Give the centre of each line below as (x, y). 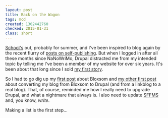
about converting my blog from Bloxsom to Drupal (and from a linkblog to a (83, 84)
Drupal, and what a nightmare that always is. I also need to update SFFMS (82, 95)
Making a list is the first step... (36, 110)
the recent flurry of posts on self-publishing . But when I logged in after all (81, 53)
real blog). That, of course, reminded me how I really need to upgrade (78, 90)
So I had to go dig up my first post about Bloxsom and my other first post (81, 79)
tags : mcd (16, 19)
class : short (19, 33)
